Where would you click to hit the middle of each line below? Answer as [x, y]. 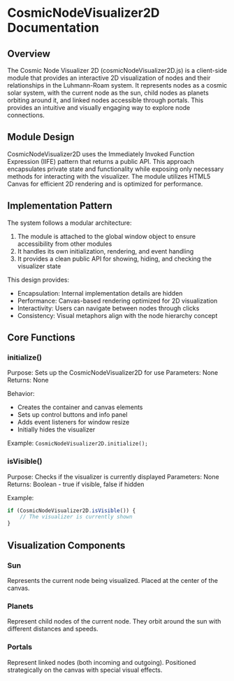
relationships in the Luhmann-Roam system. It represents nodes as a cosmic [117, 85]
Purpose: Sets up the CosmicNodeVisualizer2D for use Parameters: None [113, 373]
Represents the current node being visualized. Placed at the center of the [113, 580]
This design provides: [38, 280]
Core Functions [41, 338]
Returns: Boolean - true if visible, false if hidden [76, 484]
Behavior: [21, 394]
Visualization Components [66, 545]
